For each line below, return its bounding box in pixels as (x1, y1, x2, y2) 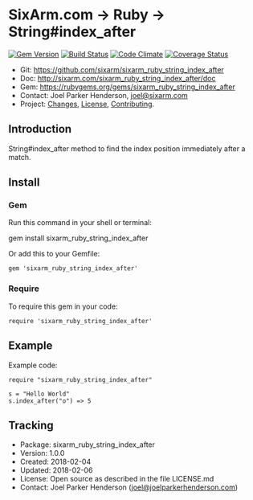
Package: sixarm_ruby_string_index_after (19, 440, 155, 449)
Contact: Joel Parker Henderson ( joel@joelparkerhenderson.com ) (19, 482, 239, 492)
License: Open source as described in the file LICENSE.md (19, 474, 214, 484)
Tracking (8, 418, 54, 432)
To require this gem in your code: (8, 301, 118, 311)
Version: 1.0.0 (19, 449, 65, 458)
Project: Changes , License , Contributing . (19, 99, 155, 109)
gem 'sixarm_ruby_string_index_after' (8, 264, 138, 273)
